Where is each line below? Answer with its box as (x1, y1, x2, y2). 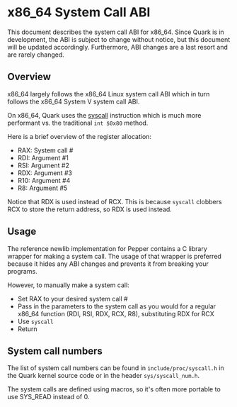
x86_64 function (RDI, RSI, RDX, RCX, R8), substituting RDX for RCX (17, 309, 214, 318)
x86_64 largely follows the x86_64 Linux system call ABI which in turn (7, 89, 210, 98)
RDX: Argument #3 (17, 168, 73, 177)
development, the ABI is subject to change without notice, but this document (7, 35, 231, 43)
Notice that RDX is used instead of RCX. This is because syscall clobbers (7, 197, 222, 206)
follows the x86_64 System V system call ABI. (7, 97, 140, 106)
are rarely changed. (7, 50, 65, 59)
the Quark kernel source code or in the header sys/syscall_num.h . (7, 372, 200, 380)
